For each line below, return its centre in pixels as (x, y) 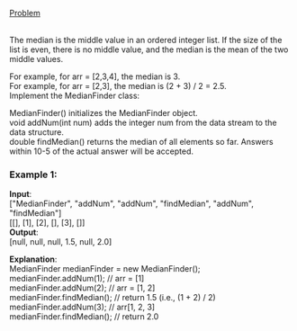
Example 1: (33, 174)
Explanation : (33, 259)
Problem (25, 13)
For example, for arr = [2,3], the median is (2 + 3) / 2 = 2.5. (118, 86)
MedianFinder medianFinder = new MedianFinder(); (105, 269)
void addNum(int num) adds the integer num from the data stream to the (143, 122)
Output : (24, 232)
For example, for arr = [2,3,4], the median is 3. (95, 76)
